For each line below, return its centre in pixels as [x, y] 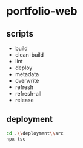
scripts [20, 34]
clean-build [29, 55]
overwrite [27, 81]
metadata [27, 74]
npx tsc [16, 139]
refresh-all [28, 93]
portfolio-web [42, 11]
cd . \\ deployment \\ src [35, 133]
